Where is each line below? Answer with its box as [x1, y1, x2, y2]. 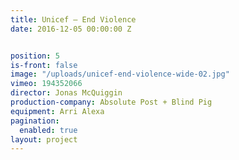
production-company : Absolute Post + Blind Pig [10, 97, 213, 107]
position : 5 [10, 51, 60, 61]
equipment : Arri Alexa [10, 106, 105, 116]
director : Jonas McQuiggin [10, 88, 123, 98]
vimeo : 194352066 [10, 79, 83, 89]
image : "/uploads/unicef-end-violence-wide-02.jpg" [10, 69, 230, 80]
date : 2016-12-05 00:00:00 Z [10, 24, 132, 34]
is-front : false [10, 60, 78, 70]
